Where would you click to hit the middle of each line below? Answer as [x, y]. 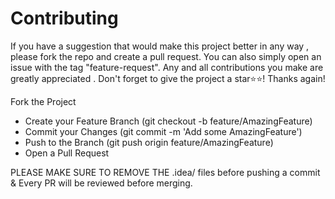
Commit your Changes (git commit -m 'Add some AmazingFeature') [163, 131]
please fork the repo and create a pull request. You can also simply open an [166, 56]
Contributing [64, 18]
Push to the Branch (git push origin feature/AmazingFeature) [149, 142]
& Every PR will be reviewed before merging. [101, 183]
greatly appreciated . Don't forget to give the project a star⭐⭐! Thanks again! [168, 78]
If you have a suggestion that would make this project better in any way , [160, 46]
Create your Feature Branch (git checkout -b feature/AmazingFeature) [168, 121]
